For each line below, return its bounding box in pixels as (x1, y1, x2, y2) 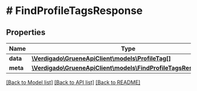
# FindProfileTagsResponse (6, 4, 143, 17)
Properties (6, 27, 46, 37)
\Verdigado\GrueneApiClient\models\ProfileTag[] (31, 54, 171, 62)
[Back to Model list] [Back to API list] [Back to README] (6, 79, 141, 86)
